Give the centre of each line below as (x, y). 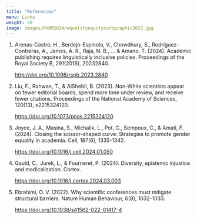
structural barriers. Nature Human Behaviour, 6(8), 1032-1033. (90, 198)
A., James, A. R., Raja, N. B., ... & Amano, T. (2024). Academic (116, 51)
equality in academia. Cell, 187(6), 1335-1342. (70, 140)
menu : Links (21, 17)
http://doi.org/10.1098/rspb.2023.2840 (61, 75)
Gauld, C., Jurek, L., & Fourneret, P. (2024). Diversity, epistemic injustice (102, 163)
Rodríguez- (166, 45)
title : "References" (31, 11)
